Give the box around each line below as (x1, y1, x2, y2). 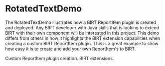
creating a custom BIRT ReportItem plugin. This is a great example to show (5, 40, 159, 46)
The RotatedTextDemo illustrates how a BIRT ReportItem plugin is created (5, 19, 156, 25)
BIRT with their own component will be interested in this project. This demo (5, 30, 160, 36)
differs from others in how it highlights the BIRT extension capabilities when (5, 35, 161, 41)
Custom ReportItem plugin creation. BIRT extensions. (5, 55, 114, 61)
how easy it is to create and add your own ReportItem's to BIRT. (5, 46, 136, 52)
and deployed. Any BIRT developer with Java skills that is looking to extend (5, 24, 160, 30)
